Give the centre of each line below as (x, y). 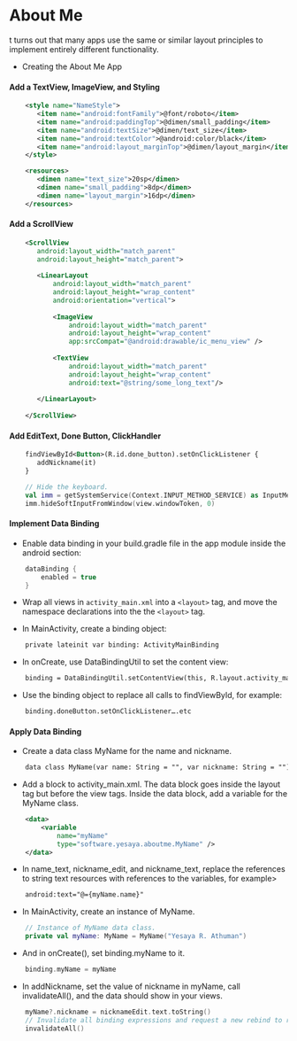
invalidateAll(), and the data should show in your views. (122, 995)
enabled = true (69, 577)
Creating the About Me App (72, 66)
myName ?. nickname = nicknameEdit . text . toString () (118, 1012)
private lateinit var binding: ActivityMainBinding (122, 645)
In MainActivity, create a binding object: (94, 629)
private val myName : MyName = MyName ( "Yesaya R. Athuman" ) (136, 936)
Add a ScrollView (41, 224)
